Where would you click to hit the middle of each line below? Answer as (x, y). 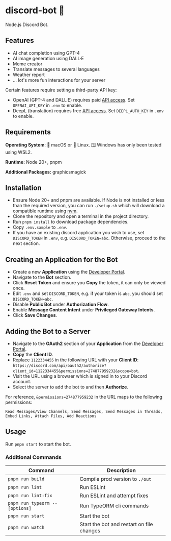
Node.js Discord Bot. (27, 24)
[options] (20, 508)
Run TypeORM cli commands (114, 506)
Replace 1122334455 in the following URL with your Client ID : (76, 360)
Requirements (28, 132)
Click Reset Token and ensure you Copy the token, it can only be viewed (89, 283)
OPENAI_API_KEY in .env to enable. (47, 105)
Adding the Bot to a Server (48, 331)
